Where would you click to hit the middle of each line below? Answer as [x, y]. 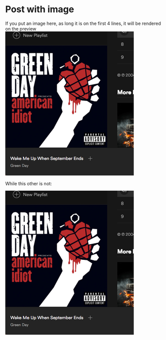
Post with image [40, 9]
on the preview [21, 28]
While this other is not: [29, 183]
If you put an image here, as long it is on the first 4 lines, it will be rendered [83, 23]
